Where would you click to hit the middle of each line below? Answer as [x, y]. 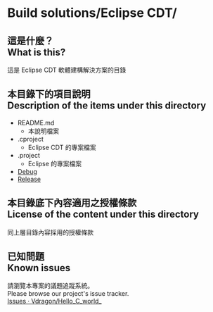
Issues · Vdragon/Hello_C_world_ [54, 301]
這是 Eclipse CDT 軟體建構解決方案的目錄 [67, 70]
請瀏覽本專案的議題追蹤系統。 [50, 286]
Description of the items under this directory [107, 106]
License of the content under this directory [103, 214]
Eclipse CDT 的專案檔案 [62, 147]
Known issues [39, 268]
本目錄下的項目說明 [49, 94]
